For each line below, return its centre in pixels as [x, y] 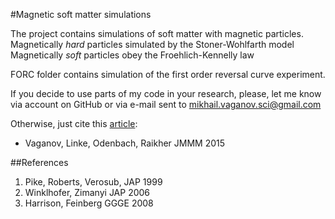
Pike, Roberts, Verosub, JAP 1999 [93, 182]
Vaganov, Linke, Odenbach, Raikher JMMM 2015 [125, 143]
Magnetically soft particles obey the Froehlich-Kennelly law [132, 55]
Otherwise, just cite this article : [74, 123]
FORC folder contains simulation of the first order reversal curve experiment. [168, 74]
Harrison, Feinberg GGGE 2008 [89, 203]
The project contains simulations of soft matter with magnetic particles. [157, 33]
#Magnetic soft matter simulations [81, 14]
